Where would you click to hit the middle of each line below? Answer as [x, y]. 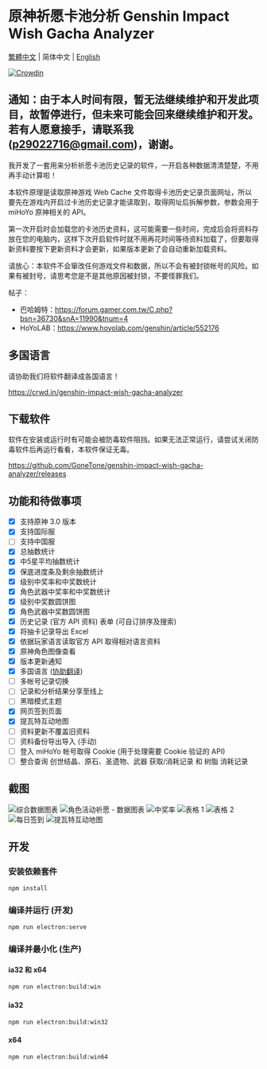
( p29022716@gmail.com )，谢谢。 [94, 144]
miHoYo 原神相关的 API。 [49, 212]
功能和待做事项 [45, 501]
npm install [28, 888]
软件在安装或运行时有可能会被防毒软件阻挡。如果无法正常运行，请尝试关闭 [130, 439]
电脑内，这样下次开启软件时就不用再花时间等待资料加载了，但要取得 [147, 239]
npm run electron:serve [48, 927]
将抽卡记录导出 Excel [54, 631]
